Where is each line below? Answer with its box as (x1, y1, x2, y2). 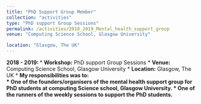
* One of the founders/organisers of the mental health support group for (6, 78, 192, 85)
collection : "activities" (6, 15, 72, 21)
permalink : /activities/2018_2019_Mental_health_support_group (6, 25, 170, 32)
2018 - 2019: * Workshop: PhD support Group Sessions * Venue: (6, 59, 171, 66)
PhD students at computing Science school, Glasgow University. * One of (6, 85, 196, 91)
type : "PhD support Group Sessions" (6, 20, 99, 26)
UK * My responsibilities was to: (6, 72, 89, 79)
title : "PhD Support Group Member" (6, 8, 97, 15)
